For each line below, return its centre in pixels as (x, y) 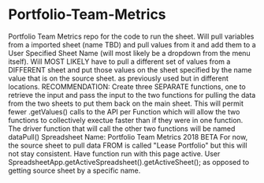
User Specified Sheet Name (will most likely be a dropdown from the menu (129, 53)
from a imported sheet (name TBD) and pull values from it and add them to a (132, 44)
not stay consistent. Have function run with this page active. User (114, 153)
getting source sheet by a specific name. (74, 170)
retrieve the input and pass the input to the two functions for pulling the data (132, 95)
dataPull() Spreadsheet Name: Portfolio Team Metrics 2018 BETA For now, (128, 136)
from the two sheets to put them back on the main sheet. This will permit (126, 103)
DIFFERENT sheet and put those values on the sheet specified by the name (130, 69)
